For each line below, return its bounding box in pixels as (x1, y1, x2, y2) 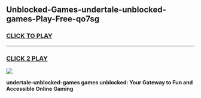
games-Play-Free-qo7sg (6, 14, 100, 24)
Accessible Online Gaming (6, 85, 74, 92)
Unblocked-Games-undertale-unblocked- (6, 5, 166, 15)
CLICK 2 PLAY (6, 54, 48, 62)
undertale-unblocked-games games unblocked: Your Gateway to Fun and (6, 78, 193, 86)
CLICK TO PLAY (6, 32, 53, 40)
